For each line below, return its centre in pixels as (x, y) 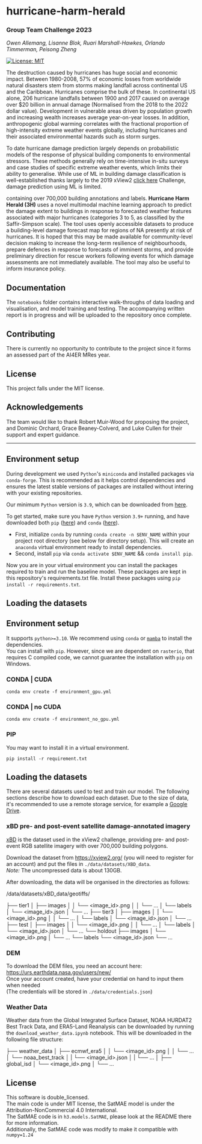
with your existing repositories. (44, 493)
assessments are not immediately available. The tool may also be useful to (98, 263)
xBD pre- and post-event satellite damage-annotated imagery (98, 826)
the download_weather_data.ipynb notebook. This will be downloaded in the (99, 1033)
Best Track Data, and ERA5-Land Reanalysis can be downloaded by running (100, 1027)
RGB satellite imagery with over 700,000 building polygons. (95, 846)
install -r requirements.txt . (44, 584)
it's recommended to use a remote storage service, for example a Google (97, 804)
